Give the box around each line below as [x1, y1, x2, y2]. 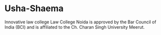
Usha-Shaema [4, 3, 64, 14]
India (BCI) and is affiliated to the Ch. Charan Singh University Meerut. [4, 24, 145, 30]
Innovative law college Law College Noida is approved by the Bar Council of [4, 19, 157, 25]
